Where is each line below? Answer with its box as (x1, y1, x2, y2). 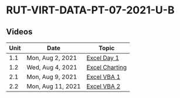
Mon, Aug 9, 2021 (26, 73, 77, 80)
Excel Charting (86, 64, 127, 71)
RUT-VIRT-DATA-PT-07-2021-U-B (6, 3, 175, 17)
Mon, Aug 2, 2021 (26, 54, 77, 62)
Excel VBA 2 (86, 82, 121, 90)
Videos (6, 27, 33, 37)
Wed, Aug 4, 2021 (26, 64, 77, 71)
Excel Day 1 (86, 54, 120, 62)
